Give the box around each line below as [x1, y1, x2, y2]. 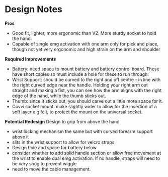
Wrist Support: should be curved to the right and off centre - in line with [12, 76, 161, 82]
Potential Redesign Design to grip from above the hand [5, 118, 120, 124]
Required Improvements [5, 56, 56, 62]
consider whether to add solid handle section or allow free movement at [12, 150, 161, 156]
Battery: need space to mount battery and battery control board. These [12, 66, 159, 72]
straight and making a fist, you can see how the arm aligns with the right [12, 87, 162, 93]
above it [12, 134, 29, 140]
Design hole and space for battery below [12, 144, 97, 150]
